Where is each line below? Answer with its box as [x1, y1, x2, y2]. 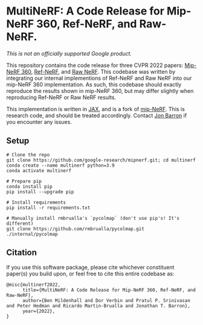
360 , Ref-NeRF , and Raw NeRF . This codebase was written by [21, 68, 176, 75]
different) [6, 220, 34, 227]
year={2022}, [22, 308, 56, 314]
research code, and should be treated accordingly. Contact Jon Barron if [6, 112, 187, 119]
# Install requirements [6, 199, 66, 205]
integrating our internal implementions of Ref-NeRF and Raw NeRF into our [6, 74, 192, 82]
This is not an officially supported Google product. [6, 50, 132, 57]
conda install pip [6, 183, 53, 190]
